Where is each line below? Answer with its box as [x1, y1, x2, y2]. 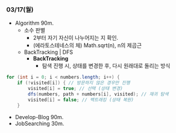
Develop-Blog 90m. [14, 113, 64, 120]
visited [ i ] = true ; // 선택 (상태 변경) [28, 86, 124, 92]
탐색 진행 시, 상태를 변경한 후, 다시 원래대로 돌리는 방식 [42, 62, 171, 70]
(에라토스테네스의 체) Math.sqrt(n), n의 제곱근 [33, 42, 142, 49]
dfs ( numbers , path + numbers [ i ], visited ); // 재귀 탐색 [28, 91, 169, 97]
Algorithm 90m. [14, 19, 54, 27]
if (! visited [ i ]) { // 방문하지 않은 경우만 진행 [17, 80, 131, 86]
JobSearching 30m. [14, 120, 64, 127]
